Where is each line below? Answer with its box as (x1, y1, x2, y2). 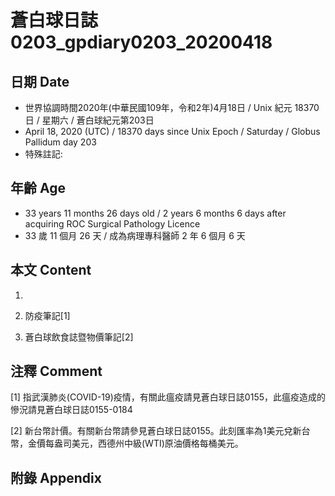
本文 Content (10, 262, 92, 279)
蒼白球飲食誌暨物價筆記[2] (24, 331, 134, 343)
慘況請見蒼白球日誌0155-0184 (10, 404, 133, 416)
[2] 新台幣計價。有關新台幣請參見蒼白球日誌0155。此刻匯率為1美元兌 (10, 425, 293, 437)
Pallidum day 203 (24, 136, 97, 148)
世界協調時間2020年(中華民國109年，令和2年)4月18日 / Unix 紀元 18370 (24, 102, 320, 113)
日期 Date (10, 73, 70, 90)
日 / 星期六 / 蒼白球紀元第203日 (24, 114, 155, 126)
